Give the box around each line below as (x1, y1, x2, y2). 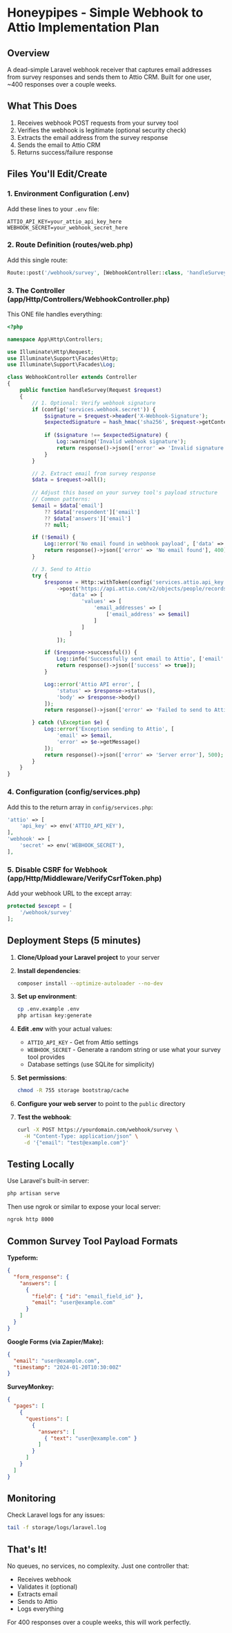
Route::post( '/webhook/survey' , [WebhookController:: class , (7, 269, 184, 276)
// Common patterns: (32, 496, 91, 503)
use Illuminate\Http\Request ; (7, 348, 95, 355)
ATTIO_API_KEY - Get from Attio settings (27, 1038, 139, 1046)
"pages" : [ (13, 1402, 45, 1410)
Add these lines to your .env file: (7, 204, 99, 213)
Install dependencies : (17, 966, 81, 974)
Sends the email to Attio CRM (17, 141, 101, 149)
